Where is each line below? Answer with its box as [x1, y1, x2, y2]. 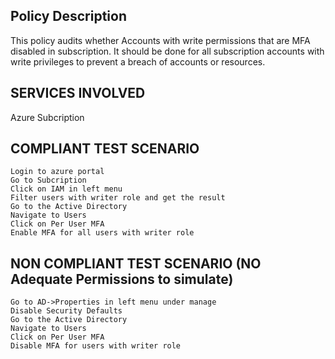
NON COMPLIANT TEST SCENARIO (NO [10, 255, 262, 272]
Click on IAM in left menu [10, 184, 123, 194]
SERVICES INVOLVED [10, 85, 146, 102]
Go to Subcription [10, 175, 87, 186]
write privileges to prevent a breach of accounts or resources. [10, 55, 266, 68]
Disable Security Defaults [10, 306, 123, 316]
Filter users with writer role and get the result [10, 193, 226, 203]
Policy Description [10, 8, 127, 25]
